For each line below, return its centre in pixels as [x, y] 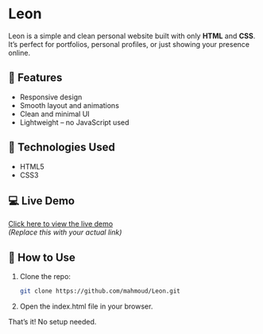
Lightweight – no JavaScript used [74, 122]
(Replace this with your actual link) [65, 232]
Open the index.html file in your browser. [86, 306]
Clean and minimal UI [54, 114]
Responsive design [51, 97]
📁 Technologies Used [62, 148]
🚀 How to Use [42, 257]
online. [19, 52]
